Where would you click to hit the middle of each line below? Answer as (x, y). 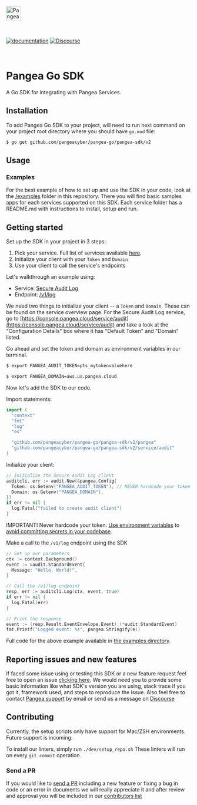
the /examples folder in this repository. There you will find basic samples (94, 196)
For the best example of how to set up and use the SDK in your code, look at (98, 190)
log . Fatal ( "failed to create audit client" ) (67, 509)
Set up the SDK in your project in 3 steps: (56, 242)
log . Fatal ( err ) (30, 602)
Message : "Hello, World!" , (44, 570)
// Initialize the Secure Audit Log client (60, 475)
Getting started (35, 227)
